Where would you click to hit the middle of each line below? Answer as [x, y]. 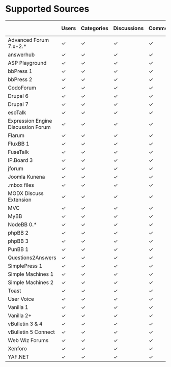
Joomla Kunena [26, 177]
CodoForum [22, 88]
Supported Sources [47, 9]
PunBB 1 [18, 249]
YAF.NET [19, 357]
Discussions [129, 28]
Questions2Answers [32, 258]
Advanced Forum [28, 40]
